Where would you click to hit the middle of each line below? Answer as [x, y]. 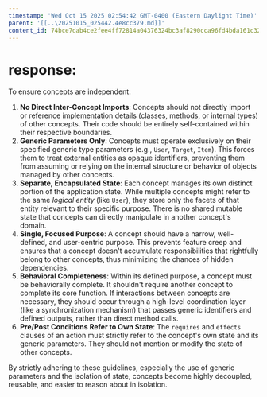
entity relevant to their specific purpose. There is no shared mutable [131, 208]
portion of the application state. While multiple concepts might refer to [135, 192]
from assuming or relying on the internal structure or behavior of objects [138, 166]
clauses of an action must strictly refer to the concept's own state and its [139, 336]
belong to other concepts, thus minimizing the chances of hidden [126, 259]
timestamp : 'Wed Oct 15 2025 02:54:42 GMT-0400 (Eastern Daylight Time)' [133, 16]
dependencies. [44, 268]
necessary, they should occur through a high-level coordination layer [133, 302]
